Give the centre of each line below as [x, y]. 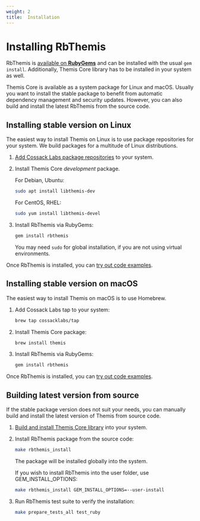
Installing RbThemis [56, 47]
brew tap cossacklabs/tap [47, 320]
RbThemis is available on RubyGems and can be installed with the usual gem [99, 63]
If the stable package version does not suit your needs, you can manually [96, 410]
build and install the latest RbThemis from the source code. [78, 106]
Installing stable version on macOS [72, 284]
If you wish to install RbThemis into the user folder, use [82, 473]
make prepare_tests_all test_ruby [57, 512]
